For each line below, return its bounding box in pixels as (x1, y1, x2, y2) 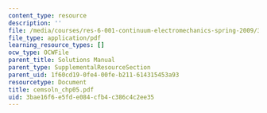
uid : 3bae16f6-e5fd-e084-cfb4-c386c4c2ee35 (8, 93, 155, 101)
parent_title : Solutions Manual (8, 56, 115, 64)
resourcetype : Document (8, 78, 87, 86)
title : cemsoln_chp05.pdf (8, 85, 94, 94)
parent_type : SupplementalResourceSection (8, 64, 151, 72)
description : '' (8, 19, 62, 27)
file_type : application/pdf (8, 33, 102, 42)
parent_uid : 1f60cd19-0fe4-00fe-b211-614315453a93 (8, 71, 180, 79)
